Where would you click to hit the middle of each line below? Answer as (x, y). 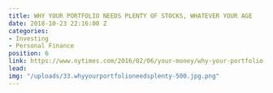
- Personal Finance (41, 46)
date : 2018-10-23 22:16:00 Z (58, 23)
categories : (28, 31)
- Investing (28, 38)
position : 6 (28, 53)
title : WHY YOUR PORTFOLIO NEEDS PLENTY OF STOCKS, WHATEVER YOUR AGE (130, 16)
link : (17, 61)
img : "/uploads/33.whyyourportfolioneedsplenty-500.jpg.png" (114, 76)
